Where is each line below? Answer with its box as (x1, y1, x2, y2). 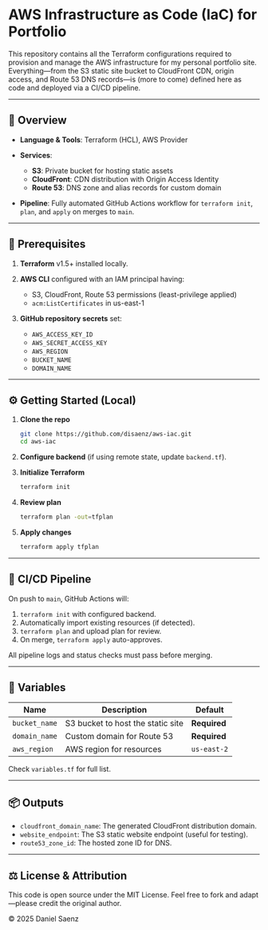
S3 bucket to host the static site (65, 717, 183, 729)
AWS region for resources (65, 744, 162, 755)
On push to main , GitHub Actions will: (8, 594, 129, 603)
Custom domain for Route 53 (65, 731, 174, 742)
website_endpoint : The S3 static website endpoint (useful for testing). (19, 829, 249, 840)
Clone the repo (19, 415, 70, 424)
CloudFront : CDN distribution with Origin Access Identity (31, 174, 219, 184)
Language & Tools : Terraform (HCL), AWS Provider (19, 134, 188, 145)
